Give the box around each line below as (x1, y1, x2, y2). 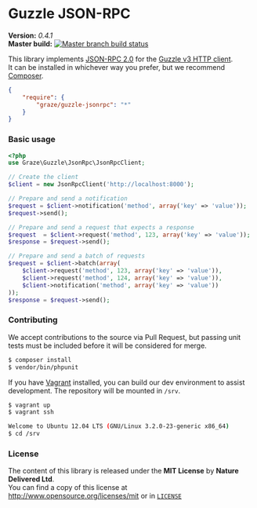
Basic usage (8, 134, 56, 145)
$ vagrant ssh (8, 408, 55, 416)
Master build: (8, 38, 52, 48)
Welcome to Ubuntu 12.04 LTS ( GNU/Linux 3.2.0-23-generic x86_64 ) (8, 422, 230, 430)
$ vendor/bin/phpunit (8, 363, 79, 371)
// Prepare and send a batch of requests (8, 252, 146, 260)
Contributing (8, 315, 58, 326)
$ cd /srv (8, 429, 41, 438)
